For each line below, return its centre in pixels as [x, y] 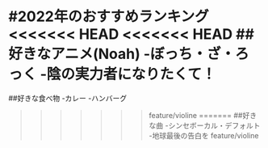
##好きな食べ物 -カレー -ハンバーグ [68, 98]
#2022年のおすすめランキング [109, 17]
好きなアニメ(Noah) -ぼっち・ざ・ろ [129, 54]
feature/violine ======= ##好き [203, 115]
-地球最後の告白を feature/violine [204, 135]
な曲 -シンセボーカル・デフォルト [205, 125]
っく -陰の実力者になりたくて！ [112, 74]
